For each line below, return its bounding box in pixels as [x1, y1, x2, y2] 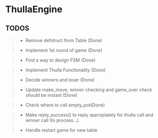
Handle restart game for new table [25, 127, 98, 133]
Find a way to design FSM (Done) [25, 57, 96, 63]
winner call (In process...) [25, 117, 79, 123]
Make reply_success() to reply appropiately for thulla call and [25, 112, 154, 118]
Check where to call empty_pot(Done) [25, 102, 106, 108]
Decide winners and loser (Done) [25, 77, 95, 82]
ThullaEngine [5, 4, 63, 15]
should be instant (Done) [25, 92, 78, 98]
